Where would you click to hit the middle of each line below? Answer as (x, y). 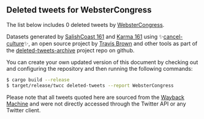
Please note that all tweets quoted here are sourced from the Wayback (96, 97)
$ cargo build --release (38, 80)
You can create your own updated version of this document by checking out (102, 62)
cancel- (173, 37)
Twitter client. (24, 110)
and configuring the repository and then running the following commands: (100, 68)
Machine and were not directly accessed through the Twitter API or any (96, 104)
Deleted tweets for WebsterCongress (79, 10)
